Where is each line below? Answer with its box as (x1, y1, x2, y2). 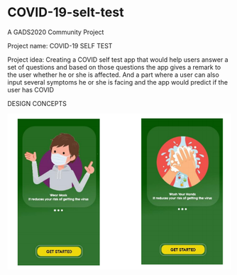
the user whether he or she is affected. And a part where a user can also (7, 70, 220, 79)
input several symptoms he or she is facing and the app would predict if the (7, 77, 228, 86)
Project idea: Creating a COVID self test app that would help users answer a (7, 55, 228, 64)
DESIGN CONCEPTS (7, 99, 67, 107)
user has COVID (7, 85, 55, 94)
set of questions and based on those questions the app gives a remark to (7, 63, 221, 71)
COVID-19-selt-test (7, 4, 124, 21)
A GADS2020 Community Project (7, 28, 104, 36)
